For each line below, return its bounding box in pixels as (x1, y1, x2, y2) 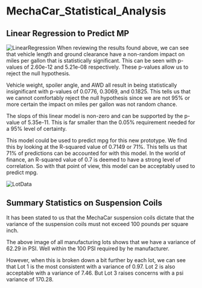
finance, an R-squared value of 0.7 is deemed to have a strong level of (6, 156, 181, 163)
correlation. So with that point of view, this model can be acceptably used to (6, 163, 195, 169)
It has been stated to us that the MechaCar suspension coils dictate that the (6, 214, 195, 221)
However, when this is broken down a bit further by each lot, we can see (6, 256, 186, 263)
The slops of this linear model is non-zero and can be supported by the (6, 113, 183, 119)
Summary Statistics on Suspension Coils (6, 198, 163, 208)
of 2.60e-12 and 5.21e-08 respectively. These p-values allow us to (24, 63, 189, 70)
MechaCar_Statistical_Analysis (6, 4, 166, 18)
